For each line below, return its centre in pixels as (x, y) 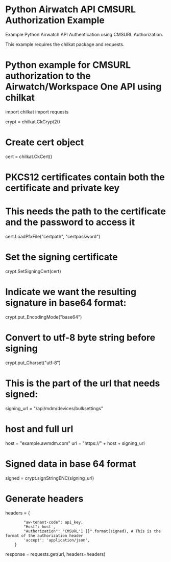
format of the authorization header (44, 535)
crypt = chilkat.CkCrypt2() (33, 122)
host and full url (39, 429)
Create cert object (45, 142)
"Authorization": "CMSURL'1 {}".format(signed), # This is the (92, 531)
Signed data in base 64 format (71, 464)
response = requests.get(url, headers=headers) (55, 554)
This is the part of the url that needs (83, 383)
